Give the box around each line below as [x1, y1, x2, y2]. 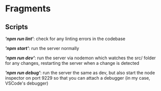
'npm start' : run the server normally [5, 45, 80, 51]
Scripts [5, 23, 28, 31]
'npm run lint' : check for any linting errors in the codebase [5, 36, 126, 42]
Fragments [5, 3, 51, 14]
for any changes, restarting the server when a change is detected [5, 60, 140, 66]
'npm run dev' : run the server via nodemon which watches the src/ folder [5, 55, 156, 61]
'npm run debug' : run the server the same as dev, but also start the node [5, 70, 155, 76]
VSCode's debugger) [5, 80, 49, 86]
